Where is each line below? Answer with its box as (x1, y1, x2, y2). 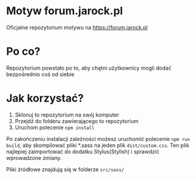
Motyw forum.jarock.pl (6, 4, 123, 18)
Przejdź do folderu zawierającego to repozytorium (14, 117, 139, 124)
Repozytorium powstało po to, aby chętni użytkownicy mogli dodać (6, 64, 171, 71)
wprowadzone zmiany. (6, 154, 62, 161)
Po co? (6, 45, 41, 58)
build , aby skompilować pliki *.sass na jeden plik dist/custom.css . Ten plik (6, 142, 189, 149)
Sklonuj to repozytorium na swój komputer (14, 111, 120, 118)
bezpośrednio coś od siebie (6, 70, 75, 78)
